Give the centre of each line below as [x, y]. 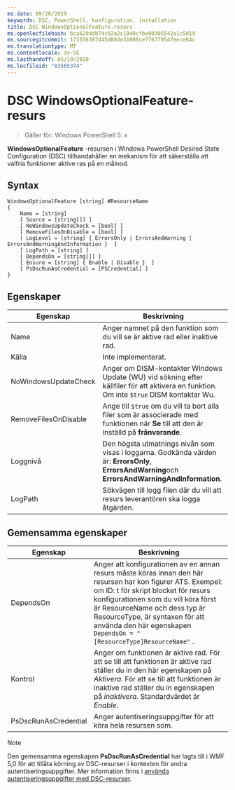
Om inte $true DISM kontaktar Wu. [159, 395]
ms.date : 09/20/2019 [37, 14]
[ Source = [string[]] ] [56, 220]
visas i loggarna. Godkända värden [159, 453]
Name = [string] [44, 214]
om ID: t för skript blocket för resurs [152, 591]
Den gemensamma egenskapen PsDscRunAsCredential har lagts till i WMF [116, 756]
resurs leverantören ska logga [151, 499]
